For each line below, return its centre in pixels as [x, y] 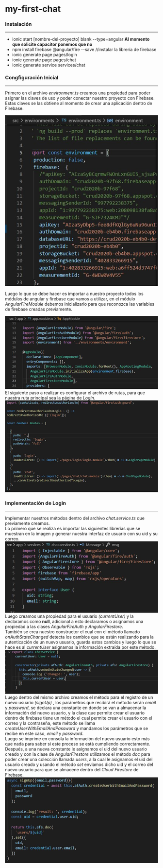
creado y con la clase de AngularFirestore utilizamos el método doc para [78, 754]
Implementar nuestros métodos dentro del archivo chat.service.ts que [75, 518]
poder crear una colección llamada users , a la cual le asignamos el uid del [79, 760]
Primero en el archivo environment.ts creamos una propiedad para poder [78, 93]
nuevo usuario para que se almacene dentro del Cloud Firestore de [72, 770]
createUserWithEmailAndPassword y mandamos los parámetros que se [77, 729]
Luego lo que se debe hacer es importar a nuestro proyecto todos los [74, 294]
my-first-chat [33, 9]
